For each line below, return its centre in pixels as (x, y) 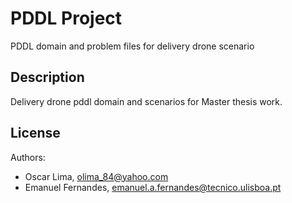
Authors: (28, 157)
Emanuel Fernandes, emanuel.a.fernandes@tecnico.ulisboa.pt (153, 187)
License (35, 133)
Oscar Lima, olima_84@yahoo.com (96, 176)
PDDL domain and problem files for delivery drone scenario (132, 46)
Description (47, 77)
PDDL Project (66, 18)
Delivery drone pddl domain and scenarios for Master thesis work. (146, 101)
